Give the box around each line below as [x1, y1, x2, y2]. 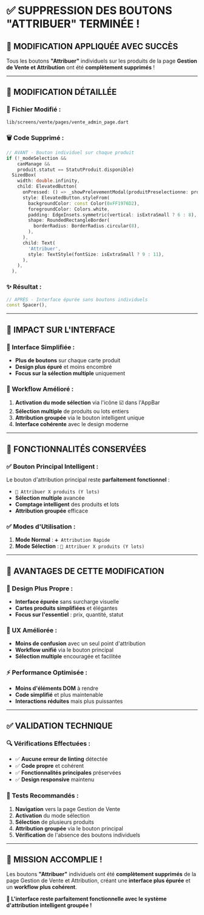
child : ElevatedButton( [17, 184, 78, 190]
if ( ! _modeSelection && [6, 155, 67, 161]
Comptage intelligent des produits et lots [15, 500, 120, 508]
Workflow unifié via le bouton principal [15, 646, 114, 654]
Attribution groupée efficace [15, 507, 89, 514]
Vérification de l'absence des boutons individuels [15, 831, 141, 838]
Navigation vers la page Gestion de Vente [15, 805, 120, 812]
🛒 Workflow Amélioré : [6, 384, 74, 393]
